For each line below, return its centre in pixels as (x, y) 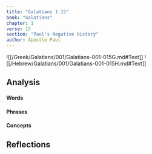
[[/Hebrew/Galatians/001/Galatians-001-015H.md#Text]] (76, 63)
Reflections (28, 145)
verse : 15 (19, 29)
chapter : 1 (20, 23)
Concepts (19, 126)
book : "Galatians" (29, 18)
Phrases (17, 112)
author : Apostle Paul (34, 40)
